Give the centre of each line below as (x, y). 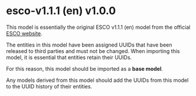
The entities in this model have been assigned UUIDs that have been (89, 45)
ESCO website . (24, 33)
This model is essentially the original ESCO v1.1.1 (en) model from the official (98, 27)
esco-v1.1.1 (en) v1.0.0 (61, 11)
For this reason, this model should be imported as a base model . (85, 68)
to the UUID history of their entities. (49, 86)
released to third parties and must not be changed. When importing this (93, 51)
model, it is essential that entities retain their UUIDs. (69, 57)
